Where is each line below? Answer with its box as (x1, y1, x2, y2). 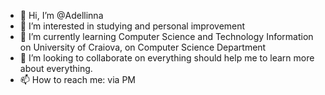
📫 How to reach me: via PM (19, 74, 136, 85)
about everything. (19, 63, 93, 74)
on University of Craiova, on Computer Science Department (19, 41, 267, 53)
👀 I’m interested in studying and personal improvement (19, 20, 246, 32)
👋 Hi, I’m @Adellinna (19, 10, 104, 21)
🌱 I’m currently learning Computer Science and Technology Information (19, 31, 314, 42)
